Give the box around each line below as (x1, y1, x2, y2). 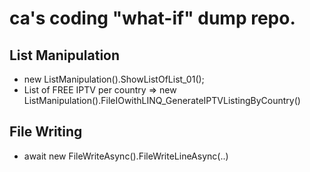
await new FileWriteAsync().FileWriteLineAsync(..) (23, 150, 229, 162)
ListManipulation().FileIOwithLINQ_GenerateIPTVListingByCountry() (23, 95, 301, 106)
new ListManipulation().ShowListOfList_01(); (23, 73, 205, 85)
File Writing (9, 123, 83, 141)
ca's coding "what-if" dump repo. (9, 7, 296, 30)
